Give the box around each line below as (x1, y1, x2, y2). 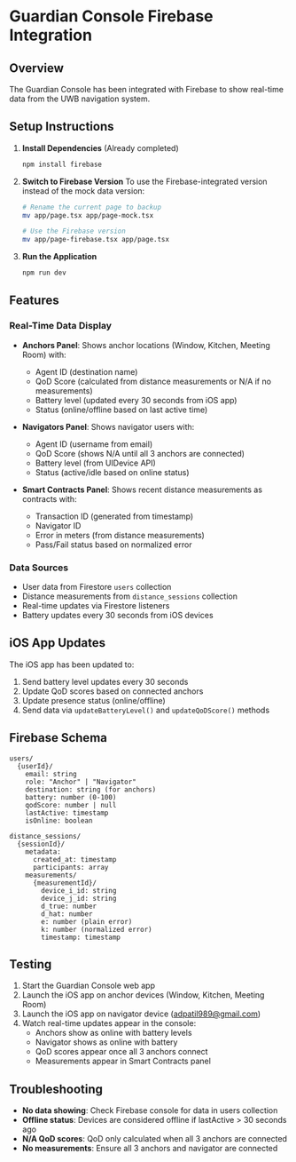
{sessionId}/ (17, 840, 66, 848)
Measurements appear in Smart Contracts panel (35, 1055, 211, 1067)
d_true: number (41, 902, 97, 911)
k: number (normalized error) (41, 925, 152, 934)
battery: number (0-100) (25, 792, 117, 801)
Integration (9, 25, 93, 45)
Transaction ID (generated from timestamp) (35, 511, 194, 521)
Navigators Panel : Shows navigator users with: (21, 421, 195, 432)
